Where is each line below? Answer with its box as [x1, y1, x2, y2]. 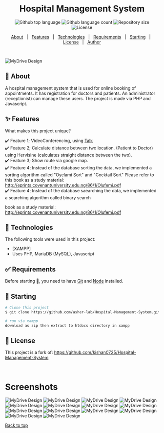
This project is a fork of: [5, 350, 53, 355]
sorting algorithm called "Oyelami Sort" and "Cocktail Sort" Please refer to [5, 172, 155, 178]
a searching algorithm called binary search [5, 194, 91, 201]
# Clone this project [5, 305, 49, 310]
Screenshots [5, 381, 58, 392]
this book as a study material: [5, 177, 64, 183]
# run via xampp [5, 318, 38, 323]
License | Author [62, 39, 102, 45]
